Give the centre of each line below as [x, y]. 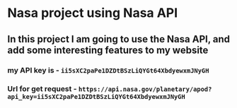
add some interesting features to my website [108, 50]
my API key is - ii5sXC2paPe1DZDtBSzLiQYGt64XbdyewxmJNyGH [108, 70]
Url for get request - [42, 89]
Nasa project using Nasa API [93, 13]
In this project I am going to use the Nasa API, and [119, 39]
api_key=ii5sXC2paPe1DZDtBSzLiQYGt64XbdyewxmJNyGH [96, 97]
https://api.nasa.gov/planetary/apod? [145, 89]
